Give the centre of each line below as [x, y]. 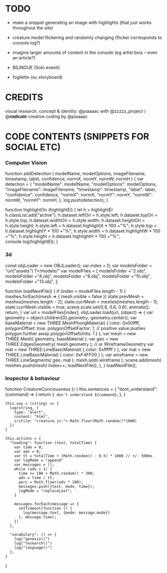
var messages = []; [34, 465]
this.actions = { [23, 438]
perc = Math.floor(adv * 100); [51, 482]
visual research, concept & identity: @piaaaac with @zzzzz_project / [76, 111]
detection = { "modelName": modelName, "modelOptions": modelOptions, [81, 184]
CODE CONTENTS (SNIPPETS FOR [77, 137]
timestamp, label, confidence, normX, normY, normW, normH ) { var [74, 179]
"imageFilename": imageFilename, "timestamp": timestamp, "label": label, [81, 190]
